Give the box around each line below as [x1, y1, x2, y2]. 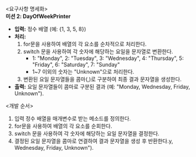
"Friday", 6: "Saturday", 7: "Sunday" [32, 61, 120, 68]
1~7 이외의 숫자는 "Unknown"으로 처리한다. [32, 68, 134, 75]
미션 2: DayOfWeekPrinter [5, 13, 71, 20]
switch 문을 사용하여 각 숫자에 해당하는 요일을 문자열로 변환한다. [23, 48, 174, 55]
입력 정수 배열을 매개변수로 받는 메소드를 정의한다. [14, 115, 131, 122]
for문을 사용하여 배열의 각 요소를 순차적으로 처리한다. [23, 41, 147, 47]
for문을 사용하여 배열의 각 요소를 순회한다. [14, 122, 112, 129]
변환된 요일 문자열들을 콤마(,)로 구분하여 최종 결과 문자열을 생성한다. [23, 76, 182, 83]
